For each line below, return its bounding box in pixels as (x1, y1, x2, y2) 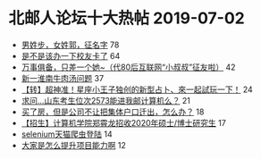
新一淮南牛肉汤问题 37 (21, 72, 105, 83)
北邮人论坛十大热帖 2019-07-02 (8, 8, 245, 29)
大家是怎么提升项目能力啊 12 (21, 139, 126, 150)
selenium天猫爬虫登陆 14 (21, 129, 113, 139)
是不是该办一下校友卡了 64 (21, 50, 121, 61)
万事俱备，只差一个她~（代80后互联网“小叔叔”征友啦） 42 (21, 62, 236, 72)
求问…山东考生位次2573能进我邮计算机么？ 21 (21, 95, 191, 105)
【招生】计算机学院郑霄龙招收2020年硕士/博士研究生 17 (21, 117, 227, 128)
